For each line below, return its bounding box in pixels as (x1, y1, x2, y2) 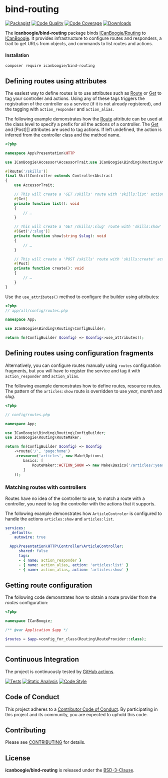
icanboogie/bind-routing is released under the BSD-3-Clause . (5, 767, 135, 773)
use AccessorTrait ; (14, 183, 55, 188)
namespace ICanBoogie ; (5, 618, 52, 623)
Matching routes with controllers (5, 484, 86, 491)
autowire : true (14, 535, 46, 540)
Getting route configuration (5, 581, 92, 589)
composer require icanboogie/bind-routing (5, 63, 95, 68)
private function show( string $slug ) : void (14, 233, 106, 239)
